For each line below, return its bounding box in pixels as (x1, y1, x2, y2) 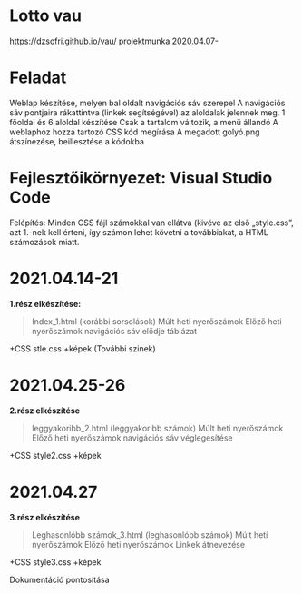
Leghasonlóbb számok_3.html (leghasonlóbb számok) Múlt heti (31, 529, 268, 540)
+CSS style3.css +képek (9, 556, 102, 568)
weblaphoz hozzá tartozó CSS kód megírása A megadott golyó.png (9, 126, 260, 137)
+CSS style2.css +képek (9, 450, 102, 460)
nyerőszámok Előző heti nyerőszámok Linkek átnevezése (31, 539, 246, 549)
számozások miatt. (9, 236, 80, 247)
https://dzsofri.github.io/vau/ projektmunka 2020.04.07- (9, 35, 219, 46)
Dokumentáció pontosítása (9, 574, 111, 585)
